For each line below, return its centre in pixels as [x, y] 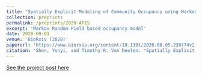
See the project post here [38, 67]
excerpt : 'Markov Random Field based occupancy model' [76, 28]
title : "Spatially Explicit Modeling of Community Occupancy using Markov [102, 12]
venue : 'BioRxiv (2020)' [37, 39]
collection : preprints [35, 17]
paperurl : [19, 45]
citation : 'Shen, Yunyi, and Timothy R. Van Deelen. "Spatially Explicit [101, 51]
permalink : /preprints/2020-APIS [48, 23]
